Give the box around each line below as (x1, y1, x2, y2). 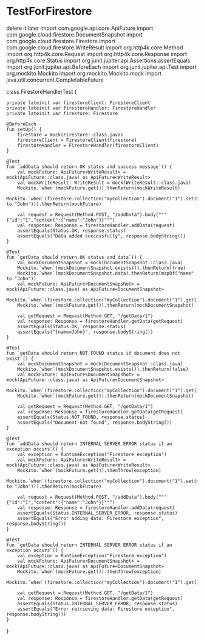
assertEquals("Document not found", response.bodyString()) (17, 419, 172, 426)
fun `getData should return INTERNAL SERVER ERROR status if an (6, 542, 172, 548)
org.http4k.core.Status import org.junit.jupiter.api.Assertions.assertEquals (6, 57, 191, 64)
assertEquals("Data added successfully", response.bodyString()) (17, 233, 186, 239)
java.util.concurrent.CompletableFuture (6, 76, 104, 83)
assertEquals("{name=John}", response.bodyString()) (17, 329, 154, 335)
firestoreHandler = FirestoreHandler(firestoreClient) (17, 142, 159, 149)
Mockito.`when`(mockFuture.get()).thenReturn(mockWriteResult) (17, 185, 181, 191)
